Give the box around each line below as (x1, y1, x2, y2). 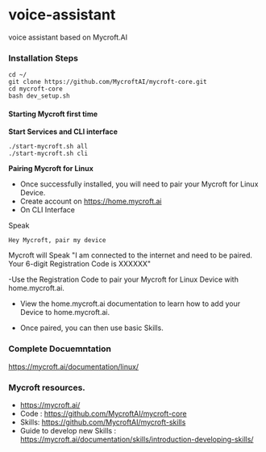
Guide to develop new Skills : (19, 426, 117, 436)
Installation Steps (8, 52, 79, 64)
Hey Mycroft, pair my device (8, 236, 106, 245)
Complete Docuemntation (8, 343, 111, 354)
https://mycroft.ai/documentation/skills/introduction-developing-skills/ (19, 434, 254, 445)
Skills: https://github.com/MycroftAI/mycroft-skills (19, 417, 186, 427)
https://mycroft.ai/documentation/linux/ (8, 362, 139, 371)
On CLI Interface (19, 205, 75, 215)
